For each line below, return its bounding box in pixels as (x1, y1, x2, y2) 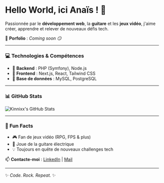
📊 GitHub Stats (5, 93, 42, 100)
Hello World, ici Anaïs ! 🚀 (5, 4, 106, 16)
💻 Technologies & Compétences (5, 52, 84, 59)
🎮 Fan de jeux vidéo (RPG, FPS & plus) (12, 134, 91, 140)
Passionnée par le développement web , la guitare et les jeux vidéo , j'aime (5, 21, 156, 26)
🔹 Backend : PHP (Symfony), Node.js (12, 66, 87, 71)
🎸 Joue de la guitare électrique (12, 141, 74, 147)
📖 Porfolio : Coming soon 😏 (5, 35, 62, 41)
